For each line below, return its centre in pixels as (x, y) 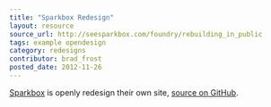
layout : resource (42, 26)
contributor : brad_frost (56, 59)
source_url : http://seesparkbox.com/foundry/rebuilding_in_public (136, 34)
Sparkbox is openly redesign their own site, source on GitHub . (124, 92)
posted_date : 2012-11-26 (56, 68)
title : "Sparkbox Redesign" (62, 17)
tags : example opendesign (57, 42)
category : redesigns (48, 51)
